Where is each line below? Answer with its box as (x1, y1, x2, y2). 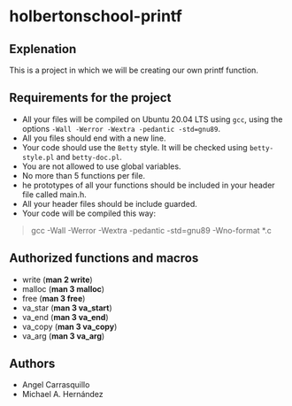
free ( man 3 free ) (21, 293, 86, 303)
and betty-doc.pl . (56, 151, 122, 162)
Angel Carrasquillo (21, 379, 90, 390)
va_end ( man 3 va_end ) (21, 311, 109, 322)
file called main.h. (21, 188, 87, 200)
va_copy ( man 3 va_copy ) (21, 321, 118, 332)
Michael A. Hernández (21, 389, 104, 400)
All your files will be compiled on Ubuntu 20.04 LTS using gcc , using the (21, 113, 283, 125)
